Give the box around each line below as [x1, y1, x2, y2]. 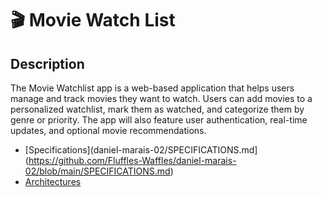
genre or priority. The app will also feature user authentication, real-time [10, 114, 308, 126]
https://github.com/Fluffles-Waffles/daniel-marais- [28, 155, 237, 166]
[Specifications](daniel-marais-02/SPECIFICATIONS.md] [24, 144, 258, 156]
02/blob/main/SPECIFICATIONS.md [24, 165, 171, 177]
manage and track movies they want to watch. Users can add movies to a [10, 93, 313, 104]
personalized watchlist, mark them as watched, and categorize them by [10, 103, 305, 115]
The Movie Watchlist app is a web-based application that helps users [10, 82, 295, 94]
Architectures [24, 176, 82, 187]
